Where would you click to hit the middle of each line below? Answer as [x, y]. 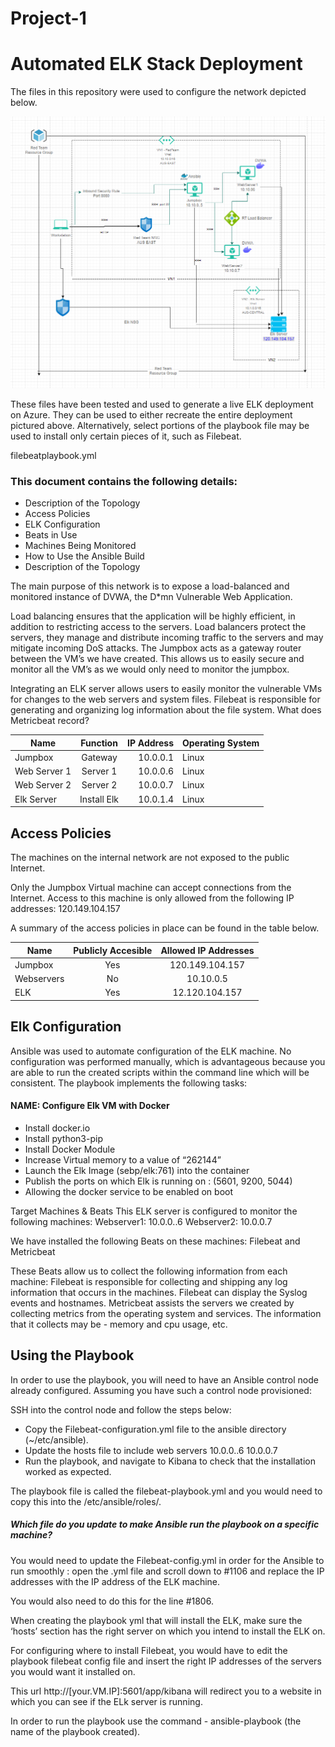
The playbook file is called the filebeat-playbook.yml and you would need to [166, 1491]
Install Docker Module [70, 1149]
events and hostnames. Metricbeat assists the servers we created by [152, 1303]
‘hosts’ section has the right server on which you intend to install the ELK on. [168, 1631]
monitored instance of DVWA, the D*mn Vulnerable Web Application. [151, 597]
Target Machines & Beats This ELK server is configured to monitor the [154, 1211]
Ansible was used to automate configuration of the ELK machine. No [151, 1051]
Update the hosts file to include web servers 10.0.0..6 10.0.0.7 [151, 1450]
